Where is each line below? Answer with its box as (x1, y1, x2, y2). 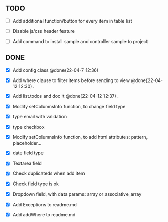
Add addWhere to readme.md (12, 211, 76, 217)
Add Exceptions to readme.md (12, 201, 77, 207)
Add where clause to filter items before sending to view (12, 77, 130, 84)
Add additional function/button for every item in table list (12, 17, 132, 24)
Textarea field (12, 160, 42, 166)
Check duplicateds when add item (12, 170, 86, 176)
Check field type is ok (12, 180, 59, 187)
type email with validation (12, 114, 67, 120)
